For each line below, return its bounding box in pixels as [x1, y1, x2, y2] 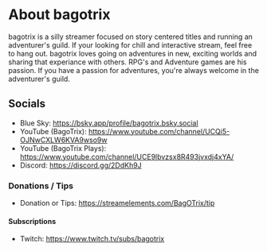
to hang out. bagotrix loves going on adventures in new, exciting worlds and [8, 48, 257, 58]
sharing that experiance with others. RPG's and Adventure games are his [8, 57, 247, 67]
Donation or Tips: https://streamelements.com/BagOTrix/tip [19, 199, 215, 208]
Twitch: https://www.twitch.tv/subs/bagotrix [19, 234, 165, 244]
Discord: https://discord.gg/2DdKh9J [19, 160, 142, 170]
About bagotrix [8, 6, 111, 24]
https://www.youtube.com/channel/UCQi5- [88, 126, 230, 136]
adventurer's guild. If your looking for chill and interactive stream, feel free [8, 40, 253, 49]
